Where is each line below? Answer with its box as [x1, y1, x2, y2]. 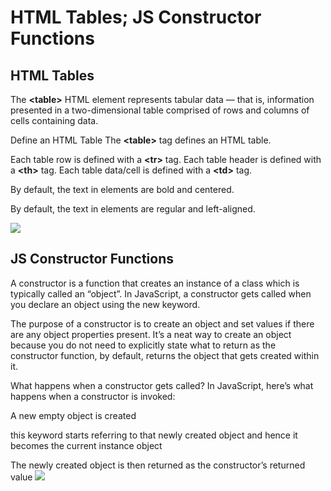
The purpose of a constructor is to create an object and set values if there [10, 317, 315, 330]
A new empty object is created [10, 409, 137, 421]
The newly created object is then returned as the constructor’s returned [10, 459, 306, 471]
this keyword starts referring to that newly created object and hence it [10, 429, 298, 441]
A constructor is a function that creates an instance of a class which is [10, 277, 300, 289]
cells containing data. [10, 115, 99, 126]
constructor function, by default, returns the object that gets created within [10, 349, 320, 361]
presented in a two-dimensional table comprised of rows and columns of [10, 104, 310, 116]
